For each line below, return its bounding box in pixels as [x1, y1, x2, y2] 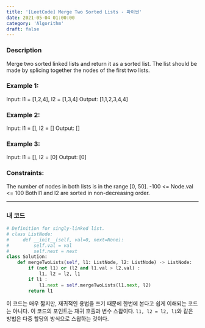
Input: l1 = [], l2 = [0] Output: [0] [6, 154, 87, 161]
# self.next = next [6, 248, 78, 254]
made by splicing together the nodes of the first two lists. [6, 66, 150, 74]
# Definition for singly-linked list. [6, 226, 105, 232]
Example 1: [6, 82, 39, 90]
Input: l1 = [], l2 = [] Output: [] [6, 124, 81, 132]
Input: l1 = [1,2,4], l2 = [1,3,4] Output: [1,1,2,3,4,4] [6, 95, 128, 102]
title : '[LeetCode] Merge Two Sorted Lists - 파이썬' [6, 9, 142, 15]
